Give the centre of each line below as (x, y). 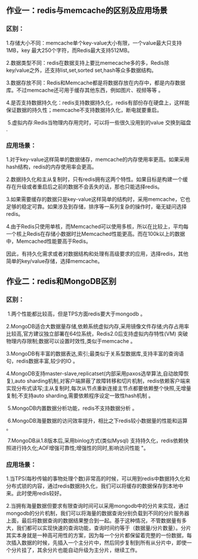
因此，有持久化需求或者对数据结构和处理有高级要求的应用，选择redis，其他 (97, 254)
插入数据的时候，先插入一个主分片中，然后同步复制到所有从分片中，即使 (99, 542)
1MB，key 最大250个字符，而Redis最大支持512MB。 (69, 50)
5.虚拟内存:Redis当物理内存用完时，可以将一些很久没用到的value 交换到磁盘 (99, 122)
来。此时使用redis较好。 (35, 493)
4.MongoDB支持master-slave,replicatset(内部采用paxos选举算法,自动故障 (95, 373)
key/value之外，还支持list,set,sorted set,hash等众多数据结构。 (82, 70)
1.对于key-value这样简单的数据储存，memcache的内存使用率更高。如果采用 (98, 159)
